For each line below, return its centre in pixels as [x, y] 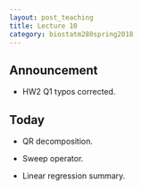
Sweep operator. [53, 158]
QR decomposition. [58, 141]
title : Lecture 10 [43, 26]
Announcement [54, 70]
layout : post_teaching [51, 17]
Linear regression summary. [74, 176]
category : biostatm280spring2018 [71, 34]
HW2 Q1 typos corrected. [69, 92]
